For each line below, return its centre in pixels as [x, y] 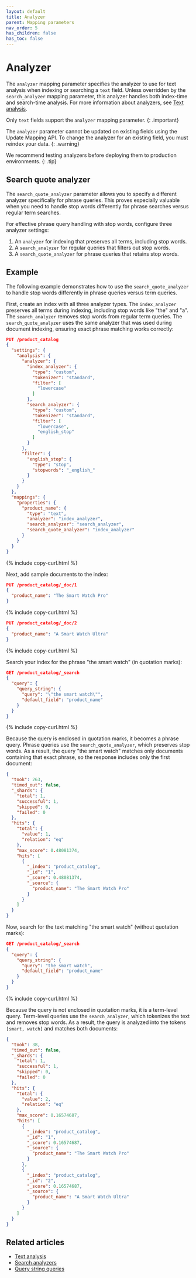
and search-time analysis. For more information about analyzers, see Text [95, 102]
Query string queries [39, 1269]
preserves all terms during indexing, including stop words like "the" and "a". [97, 310]
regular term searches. [34, 212]
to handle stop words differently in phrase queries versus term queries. [92, 293]
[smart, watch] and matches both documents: [62, 1028]
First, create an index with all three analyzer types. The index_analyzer [91, 304]
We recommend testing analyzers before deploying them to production [92, 155]
